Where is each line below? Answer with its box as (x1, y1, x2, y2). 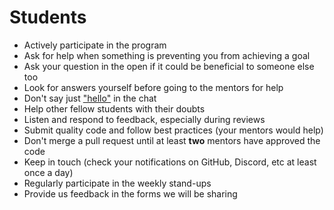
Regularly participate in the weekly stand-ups (23, 177, 212, 189)
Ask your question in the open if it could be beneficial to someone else (23, 60, 315, 72)
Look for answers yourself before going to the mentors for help (23, 81, 284, 93)
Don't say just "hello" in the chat (23, 92, 157, 104)
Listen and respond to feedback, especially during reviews (23, 113, 266, 125)
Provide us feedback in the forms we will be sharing (23, 187, 238, 200)
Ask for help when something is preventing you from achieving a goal (23, 49, 311, 61)
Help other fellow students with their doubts (23, 102, 206, 115)
